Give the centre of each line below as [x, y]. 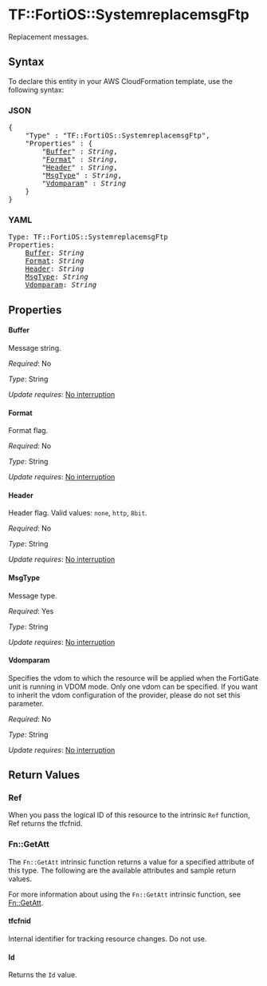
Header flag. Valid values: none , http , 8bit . [78, 513]
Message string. [35, 348]
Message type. [33, 595]
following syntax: [36, 89]
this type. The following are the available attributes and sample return [122, 870]
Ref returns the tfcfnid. [45, 824]
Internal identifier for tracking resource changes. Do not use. [108, 938]
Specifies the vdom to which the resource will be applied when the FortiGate [133, 678]
